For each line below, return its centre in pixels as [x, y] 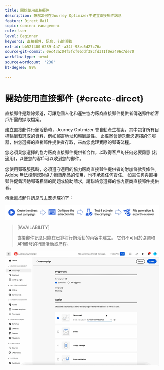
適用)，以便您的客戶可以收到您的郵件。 [44, 159]
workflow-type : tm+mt [27, 57]
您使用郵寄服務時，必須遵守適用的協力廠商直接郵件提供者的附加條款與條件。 [82, 169]
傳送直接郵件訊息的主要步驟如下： [39, 198]
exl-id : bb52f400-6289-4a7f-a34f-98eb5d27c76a [53, 47]
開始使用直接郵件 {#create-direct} [74, 99]
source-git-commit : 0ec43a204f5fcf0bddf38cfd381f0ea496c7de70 [70, 51]
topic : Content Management [32, 26]
